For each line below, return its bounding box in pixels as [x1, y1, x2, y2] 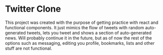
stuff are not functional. [5, 45, 52, 51]
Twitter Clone [5, 3, 61, 15]
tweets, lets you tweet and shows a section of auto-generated [26, 30, 152, 36]
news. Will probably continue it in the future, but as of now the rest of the [5, 35, 152, 41]
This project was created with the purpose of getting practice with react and [5, 19, 159, 25]
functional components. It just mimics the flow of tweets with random [5, 24, 144, 30]
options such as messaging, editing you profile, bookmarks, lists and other [5, 40, 155, 46]
